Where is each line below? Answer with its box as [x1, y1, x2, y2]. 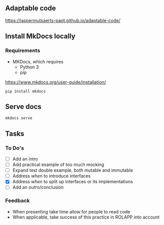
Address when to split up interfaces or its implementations [12, 179, 133, 185]
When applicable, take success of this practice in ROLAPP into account [12, 214, 160, 220]
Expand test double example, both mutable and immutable [12, 167, 133, 173]
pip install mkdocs [5, 89, 46, 94]
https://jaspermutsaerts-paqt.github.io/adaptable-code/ [5, 17, 120, 23]
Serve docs [5, 102, 42, 111]
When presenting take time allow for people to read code [12, 208, 130, 214]
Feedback [5, 197, 30, 204]
